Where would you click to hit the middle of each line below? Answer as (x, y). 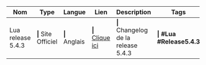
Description (134, 12)
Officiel (47, 41)
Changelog (132, 30)
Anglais (74, 41)
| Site (44, 34)
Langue (74, 12)
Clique (101, 38)
